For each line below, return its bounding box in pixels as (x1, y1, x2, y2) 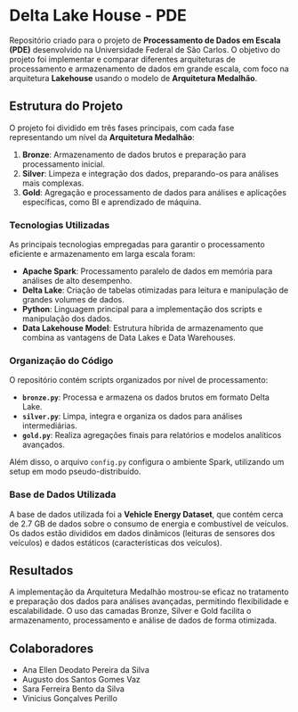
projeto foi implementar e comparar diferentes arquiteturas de (9, 54, 236, 64)
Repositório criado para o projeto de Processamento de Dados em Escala (9, 35, 281, 46)
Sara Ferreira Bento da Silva (21, 683, 125, 694)
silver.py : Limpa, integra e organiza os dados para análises (21, 411, 243, 422)
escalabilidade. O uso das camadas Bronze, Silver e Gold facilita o (9, 606, 252, 617)
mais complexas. (21, 178, 85, 188)
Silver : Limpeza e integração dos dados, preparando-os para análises (21, 168, 279, 178)
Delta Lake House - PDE (9, 5, 187, 26)
